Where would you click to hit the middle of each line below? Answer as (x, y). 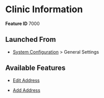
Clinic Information (44, 9)
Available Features (35, 68)
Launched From (31, 40)
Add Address (27, 90)
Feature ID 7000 (22, 23)
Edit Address (26, 80)
